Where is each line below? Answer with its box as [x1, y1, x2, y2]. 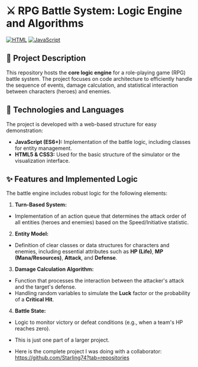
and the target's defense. [14, 283, 77, 290]
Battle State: [14, 307, 46, 314]
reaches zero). [14, 325, 50, 332]
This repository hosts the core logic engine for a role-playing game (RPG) [6, 69, 186, 76]
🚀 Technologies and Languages [6, 105, 124, 115]
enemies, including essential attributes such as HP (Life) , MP [14, 248, 164, 255]
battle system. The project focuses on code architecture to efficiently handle [6, 75, 193, 82]
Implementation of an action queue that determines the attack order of [14, 212, 187, 219]
